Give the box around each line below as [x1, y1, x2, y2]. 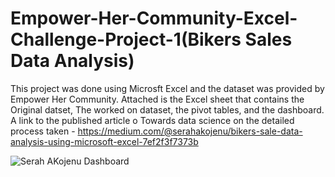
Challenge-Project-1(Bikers [10, 28, 242, 51]
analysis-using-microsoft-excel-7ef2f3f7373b [10, 135, 199, 147]
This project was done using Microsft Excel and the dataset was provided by [10, 82, 325, 94]
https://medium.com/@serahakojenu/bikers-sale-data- [77, 125, 303, 137]
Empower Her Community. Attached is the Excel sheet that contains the [10, 93, 305, 105]
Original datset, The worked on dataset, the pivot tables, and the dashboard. [10, 103, 325, 116]
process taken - [10, 125, 76, 137]
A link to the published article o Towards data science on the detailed [10, 114, 295, 126]
